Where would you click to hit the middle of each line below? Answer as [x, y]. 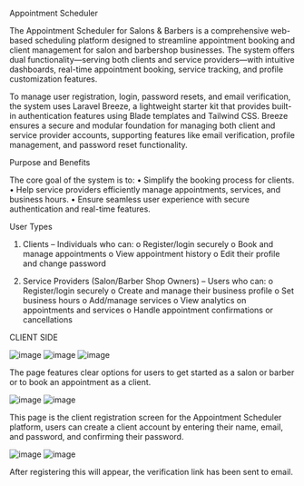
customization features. [54, 79]
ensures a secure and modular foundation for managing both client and [142, 125]
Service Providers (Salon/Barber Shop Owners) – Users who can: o [148, 281]
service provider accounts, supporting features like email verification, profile [152, 135]
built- [282, 106]
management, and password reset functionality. [98, 145]
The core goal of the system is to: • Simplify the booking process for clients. [152, 180]
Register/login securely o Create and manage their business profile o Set [158, 291]
